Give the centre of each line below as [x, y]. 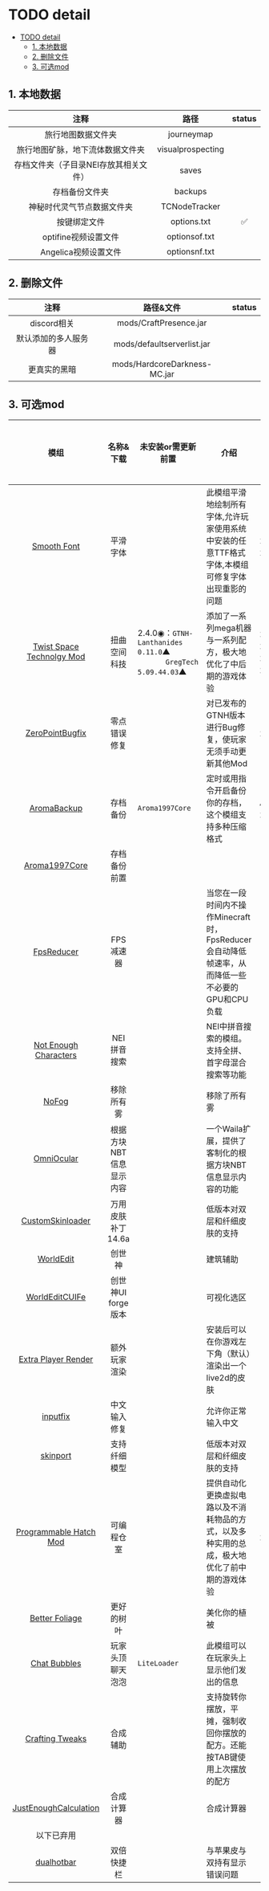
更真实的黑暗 [52, 369]
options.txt [191, 221]
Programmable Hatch [56, 1532]
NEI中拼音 [225, 1027]
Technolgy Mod [56, 657]
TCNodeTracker [191, 206]
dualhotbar [56, 1862]
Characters [56, 1055]
